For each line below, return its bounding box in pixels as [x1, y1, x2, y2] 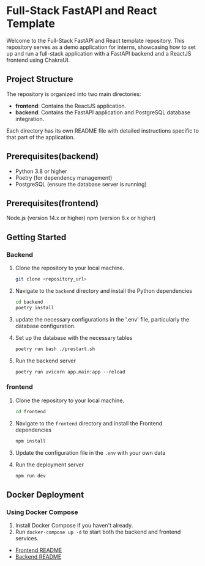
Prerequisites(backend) [6, 151, 99, 162]
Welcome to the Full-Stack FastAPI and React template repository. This [6, 37, 185, 44]
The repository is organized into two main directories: [6, 90, 141, 98]
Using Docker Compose [6, 508, 78, 516]
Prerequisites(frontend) [6, 198, 99, 208]
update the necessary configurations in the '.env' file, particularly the [15, 315, 190, 323]
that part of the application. [6, 133, 75, 141]
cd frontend [15, 408, 46, 414]
